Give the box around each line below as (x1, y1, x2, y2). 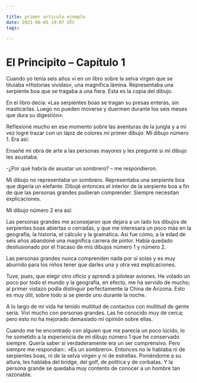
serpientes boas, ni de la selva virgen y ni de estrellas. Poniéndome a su (6, 352, 182, 359)
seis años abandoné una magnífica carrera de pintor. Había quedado (6, 237, 173, 244)
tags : (6, 25, 19, 31)
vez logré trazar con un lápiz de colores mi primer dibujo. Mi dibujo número (6, 130, 189, 137)
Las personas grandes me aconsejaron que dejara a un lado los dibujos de (6, 218, 187, 226)
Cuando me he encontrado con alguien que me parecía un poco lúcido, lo (6, 327, 185, 334)
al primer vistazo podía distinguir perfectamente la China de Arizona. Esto (6, 285, 185, 292)
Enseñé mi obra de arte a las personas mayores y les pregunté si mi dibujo (6, 147, 187, 155)
